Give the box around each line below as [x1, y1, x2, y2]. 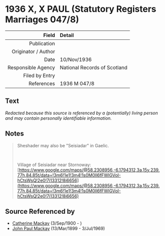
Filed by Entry [23, 72, 55, 79]
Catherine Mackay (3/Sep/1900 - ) [12, 220, 82, 226]
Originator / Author [11, 48, 55, 55]
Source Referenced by [5, 207, 75, 215]
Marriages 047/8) [5, 14, 79, 25]
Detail [60, 32, 74, 38]
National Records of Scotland [60, 64, 128, 71]
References [29, 80, 55, 87]
